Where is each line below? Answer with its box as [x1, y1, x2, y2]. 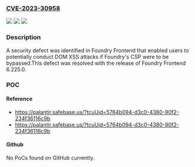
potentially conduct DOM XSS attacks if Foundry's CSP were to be [6, 53, 169, 60]
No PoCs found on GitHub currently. [6, 154, 95, 161]
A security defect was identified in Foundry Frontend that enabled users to [6, 46, 189, 54]
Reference [6, 95, 33, 102]
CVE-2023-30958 [6, 4, 61, 12]
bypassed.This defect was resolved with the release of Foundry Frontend [6, 59, 186, 67]
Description [6, 33, 41, 42]
